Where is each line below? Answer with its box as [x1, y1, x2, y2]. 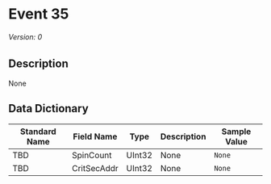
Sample [221, 126, 252, 137]
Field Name [73, 131, 118, 142]
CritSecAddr [71, 162, 119, 174]
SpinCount [71, 149, 112, 161]
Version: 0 [8, 31, 43, 41]
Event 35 [8, 5, 69, 23]
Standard [19, 126, 56, 137]
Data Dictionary [8, 102, 89, 115]
